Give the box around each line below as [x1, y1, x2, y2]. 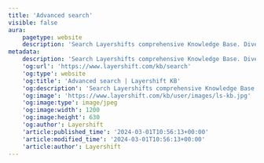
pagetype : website [22, 33, 82, 42]
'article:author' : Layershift [22, 143, 122, 150]
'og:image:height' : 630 [22, 114, 101, 121]
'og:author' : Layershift [22, 121, 104, 129]
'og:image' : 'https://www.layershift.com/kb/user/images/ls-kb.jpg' [22, 92, 251, 100]
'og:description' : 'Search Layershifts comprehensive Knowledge [22, 84, 237, 92]
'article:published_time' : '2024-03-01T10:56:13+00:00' [22, 128, 210, 136]
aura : [8, 26, 26, 34]
